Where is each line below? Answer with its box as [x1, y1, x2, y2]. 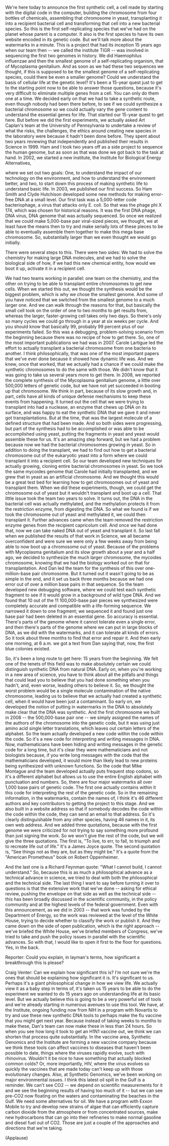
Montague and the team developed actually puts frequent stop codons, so [5, 768, 159, 774]
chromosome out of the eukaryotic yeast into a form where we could [5, 452, 147, 458]
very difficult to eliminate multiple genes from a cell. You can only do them [5, 90, 159, 96]
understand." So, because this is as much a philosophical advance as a [5, 869, 152, 875]
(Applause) [5, 1135, 28, 1141]
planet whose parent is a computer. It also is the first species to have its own [5, 31, 164, 37]
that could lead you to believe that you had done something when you [5, 677, 150, 683]
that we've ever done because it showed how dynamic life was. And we [5, 356, 153, 362]
